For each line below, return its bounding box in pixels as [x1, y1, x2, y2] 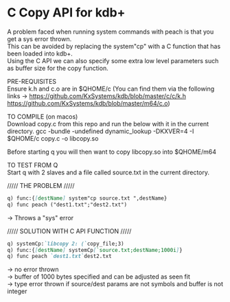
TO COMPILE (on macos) [7, 112, 78, 121]
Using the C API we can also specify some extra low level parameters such [7, 56, 219, 65]
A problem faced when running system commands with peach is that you [7, 27, 214, 36]
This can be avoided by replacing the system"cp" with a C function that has [7, 42, 221, 50]
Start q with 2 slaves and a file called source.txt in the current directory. [7, 168, 209, 176]
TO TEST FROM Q [7, 161, 58, 169]
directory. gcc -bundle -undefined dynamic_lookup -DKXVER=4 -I [7, 127, 194, 135]
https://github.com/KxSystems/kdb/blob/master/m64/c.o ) [7, 99, 170, 107]
